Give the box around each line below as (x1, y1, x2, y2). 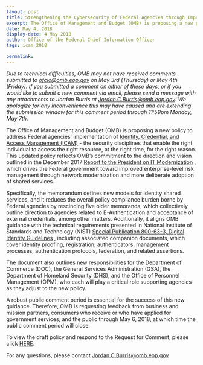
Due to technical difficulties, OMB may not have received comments (6, 70, 176, 77)
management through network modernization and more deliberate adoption (6, 171, 195, 179)
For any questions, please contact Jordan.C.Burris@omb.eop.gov (6, 351, 169, 359)
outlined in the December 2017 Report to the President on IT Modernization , (6, 158, 196, 166)
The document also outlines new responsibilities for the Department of (6, 259, 182, 266)
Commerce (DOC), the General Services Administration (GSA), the (6, 265, 171, 272)
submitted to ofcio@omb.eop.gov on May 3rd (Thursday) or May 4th (6, 76, 178, 83)
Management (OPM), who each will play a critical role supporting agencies (6, 278, 192, 285)
